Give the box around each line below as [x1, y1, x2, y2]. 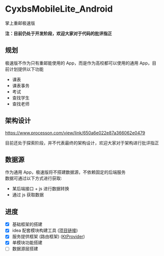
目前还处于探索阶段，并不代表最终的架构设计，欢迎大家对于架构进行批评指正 [5, 140, 159, 146]
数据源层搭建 [12, 246, 38, 252]
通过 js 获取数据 [12, 192, 44, 198]
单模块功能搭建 [12, 240, 42, 246]
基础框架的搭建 [12, 221, 42, 227]
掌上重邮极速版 [5, 20, 35, 26]
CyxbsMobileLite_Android [5, 3, 113, 15]
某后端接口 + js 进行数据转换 [12, 186, 69, 192]
